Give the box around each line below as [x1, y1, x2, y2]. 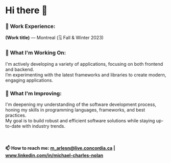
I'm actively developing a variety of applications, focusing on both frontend [5, 61, 163, 67]
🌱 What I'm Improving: [5, 90, 62, 97]
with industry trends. [22, 123, 65, 129]
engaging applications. [5, 77, 54, 83]
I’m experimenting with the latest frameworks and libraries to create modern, [5, 71, 166, 78]
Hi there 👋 [5, 5, 47, 16]
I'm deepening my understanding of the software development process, [5, 101, 157, 107]
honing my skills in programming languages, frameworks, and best [5, 107, 145, 113]
